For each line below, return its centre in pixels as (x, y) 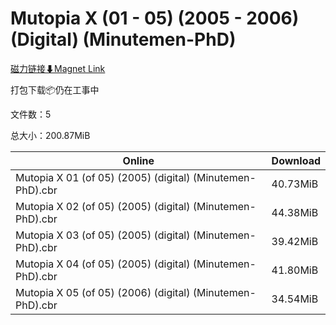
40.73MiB (295, 184)
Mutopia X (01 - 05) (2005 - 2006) (155, 18)
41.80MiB (295, 270)
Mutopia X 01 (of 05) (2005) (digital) (103, 177)
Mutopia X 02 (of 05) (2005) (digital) (103, 206)
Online (138, 160)
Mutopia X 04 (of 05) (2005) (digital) (103, 264)
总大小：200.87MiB (50, 135)
